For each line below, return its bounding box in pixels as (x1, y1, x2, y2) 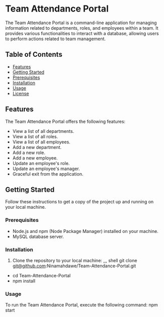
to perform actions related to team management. (5, 36, 106, 42)
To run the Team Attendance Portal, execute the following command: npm (5, 302, 158, 308)
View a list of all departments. (12, 128, 74, 134)
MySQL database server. (12, 233, 64, 240)
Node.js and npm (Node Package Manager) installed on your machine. (12, 228, 158, 234)
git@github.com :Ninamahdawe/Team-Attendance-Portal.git (12, 263, 136, 269)
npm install (12, 278, 36, 284)
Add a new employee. (12, 154, 58, 161)
